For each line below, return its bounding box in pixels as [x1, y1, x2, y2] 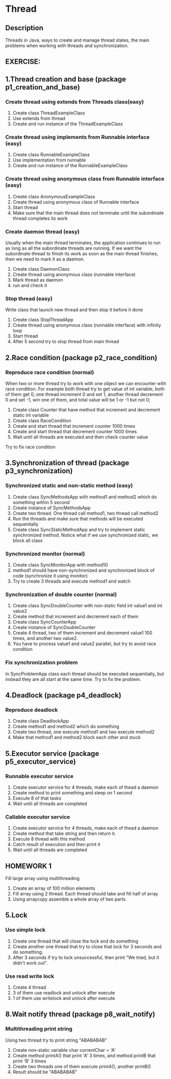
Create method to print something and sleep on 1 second [12, 789, 133, 795]
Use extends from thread [12, 115, 65, 122]
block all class [12, 537, 43, 544]
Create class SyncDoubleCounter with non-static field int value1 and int [12, 603, 162, 609]
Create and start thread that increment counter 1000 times [12, 423, 135, 429]
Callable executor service [5, 813, 70, 821]
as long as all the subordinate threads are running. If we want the [5, 245, 142, 251]
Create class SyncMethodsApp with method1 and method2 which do [12, 493, 157, 500]
